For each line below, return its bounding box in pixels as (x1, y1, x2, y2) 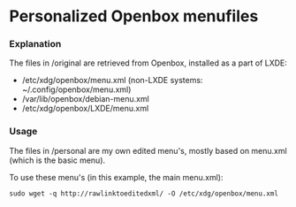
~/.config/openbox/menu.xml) (21, 84, 132, 95)
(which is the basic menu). (9, 155, 106, 165)
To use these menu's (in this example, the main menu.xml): (9, 172, 224, 182)
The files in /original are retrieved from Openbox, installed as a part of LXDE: (9, 57, 287, 68)
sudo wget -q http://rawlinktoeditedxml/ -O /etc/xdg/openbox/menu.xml (9, 188, 278, 198)
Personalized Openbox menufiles (9, 6, 259, 27)
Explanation (9, 38, 62, 50)
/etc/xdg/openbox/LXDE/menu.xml (21, 103, 149, 114)
